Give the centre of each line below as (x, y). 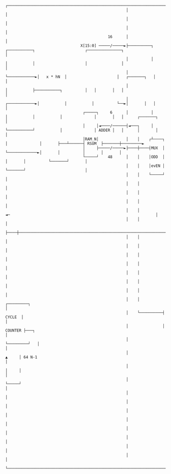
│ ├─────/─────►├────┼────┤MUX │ (124, 148)
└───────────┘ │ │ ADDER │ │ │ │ (82, 130)
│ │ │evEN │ (146, 166)
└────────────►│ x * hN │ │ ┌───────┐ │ (81, 77)
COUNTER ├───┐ (20, 331)
